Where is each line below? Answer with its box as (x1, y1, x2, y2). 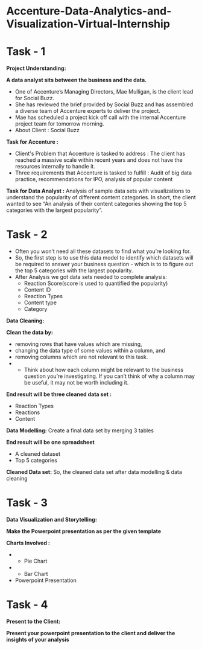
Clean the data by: (6, 329, 53, 336)
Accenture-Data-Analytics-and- (6, 4, 172, 18)
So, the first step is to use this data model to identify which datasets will (14, 254, 194, 261)
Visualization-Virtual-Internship (6, 17, 171, 31)
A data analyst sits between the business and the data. (6, 77, 147, 84)
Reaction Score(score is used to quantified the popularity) (24, 280, 168, 287)
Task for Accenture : (6, 138, 58, 145)
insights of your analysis (6, 636, 69, 643)
